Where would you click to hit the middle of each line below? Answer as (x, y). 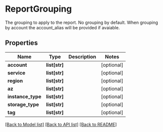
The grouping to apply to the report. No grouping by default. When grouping (82, 22)
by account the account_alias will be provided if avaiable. (62, 27)
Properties (21, 43)
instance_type (24, 96)
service (17, 73)
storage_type (23, 104)
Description (82, 57)
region (15, 80)
